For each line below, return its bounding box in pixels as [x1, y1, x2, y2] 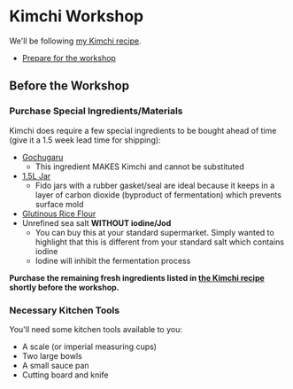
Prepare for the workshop [21, 52, 117, 63]
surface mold [35, 198, 84, 209]
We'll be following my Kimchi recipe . [9, 35, 142, 46]
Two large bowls [21, 350, 82, 361]
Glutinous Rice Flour [21, 208, 96, 219]
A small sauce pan [21, 360, 90, 370]
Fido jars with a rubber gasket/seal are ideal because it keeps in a [35, 180, 275, 191]
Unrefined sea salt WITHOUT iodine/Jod [21, 217, 172, 228]
